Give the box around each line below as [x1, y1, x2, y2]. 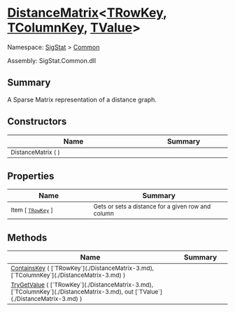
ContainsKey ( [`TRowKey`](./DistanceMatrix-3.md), [10, 264, 155, 272]
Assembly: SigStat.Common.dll [7, 56, 97, 64]
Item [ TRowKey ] [10, 206, 54, 214]
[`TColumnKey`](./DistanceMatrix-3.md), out [10, 288, 134, 296]
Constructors [7, 115, 67, 127]
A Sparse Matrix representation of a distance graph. [7, 95, 157, 104]
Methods [7, 232, 48, 243]
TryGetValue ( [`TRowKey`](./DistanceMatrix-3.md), [10, 281, 154, 289]
